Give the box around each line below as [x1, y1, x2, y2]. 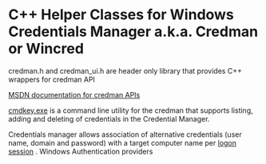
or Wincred [8, 40, 84, 58]
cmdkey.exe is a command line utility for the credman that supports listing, [8, 106, 253, 115]
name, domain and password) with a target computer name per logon [8, 138, 237, 147]
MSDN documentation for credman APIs [8, 90, 141, 99]
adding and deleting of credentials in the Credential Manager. [8, 114, 210, 123]
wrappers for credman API [8, 74, 96, 84]
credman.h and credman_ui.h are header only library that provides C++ [8, 66, 242, 75]
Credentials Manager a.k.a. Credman [8, 22, 258, 41]
